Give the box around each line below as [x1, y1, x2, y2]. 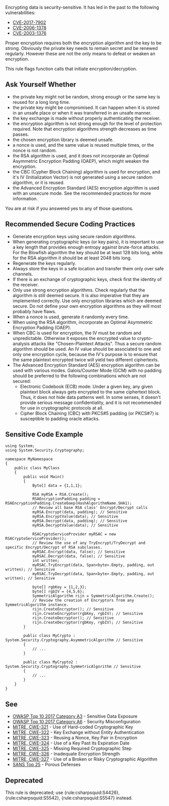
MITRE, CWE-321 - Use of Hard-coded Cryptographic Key [12, 724, 134, 730]
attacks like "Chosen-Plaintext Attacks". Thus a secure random [31, 340, 161, 347]
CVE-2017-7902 [12, 20, 46, 25]
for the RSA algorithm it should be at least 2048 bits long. [12, 255, 132, 261]
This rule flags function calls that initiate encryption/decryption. [5, 66, 137, 72]
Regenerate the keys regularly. [12, 260, 77, 266]
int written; [32, 558, 60, 563]
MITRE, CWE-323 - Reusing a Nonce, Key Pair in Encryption [12, 735, 138, 741]
